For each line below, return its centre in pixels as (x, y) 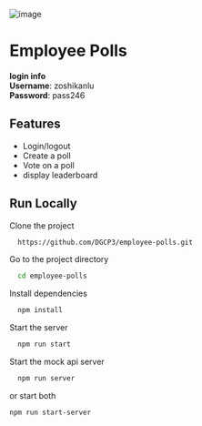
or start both (33, 395)
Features (35, 124)
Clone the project (42, 225)
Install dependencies (49, 294)
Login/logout (46, 146)
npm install (40, 310)
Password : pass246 (47, 95)
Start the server (39, 328)
